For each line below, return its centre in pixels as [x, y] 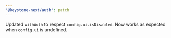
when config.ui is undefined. [36, 30]
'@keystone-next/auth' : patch [38, 10]
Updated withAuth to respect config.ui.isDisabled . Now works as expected [86, 24]
